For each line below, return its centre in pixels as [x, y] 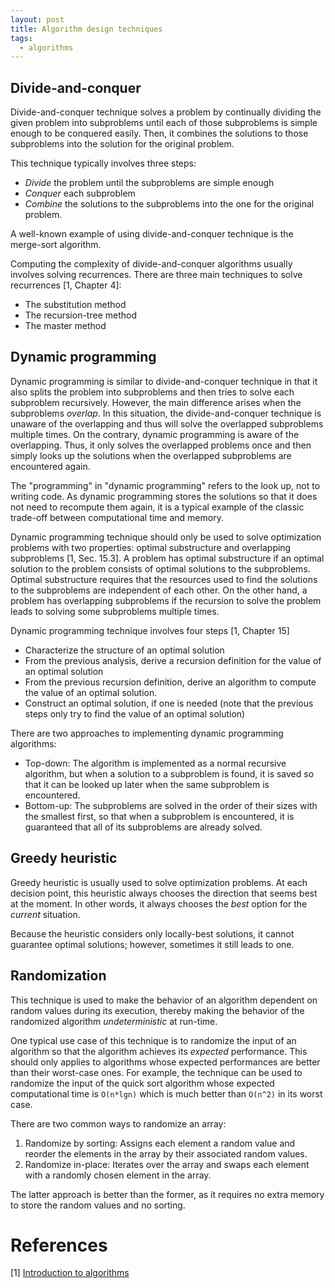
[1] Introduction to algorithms [70, 1273]
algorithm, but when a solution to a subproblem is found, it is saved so [169, 773]
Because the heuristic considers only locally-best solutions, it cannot [152, 933]
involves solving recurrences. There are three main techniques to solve [156, 275]
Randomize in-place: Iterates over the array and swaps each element [167, 1164]
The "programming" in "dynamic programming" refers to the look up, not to [165, 485]
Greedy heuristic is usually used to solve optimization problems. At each [159, 882]
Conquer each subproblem [80, 193]
